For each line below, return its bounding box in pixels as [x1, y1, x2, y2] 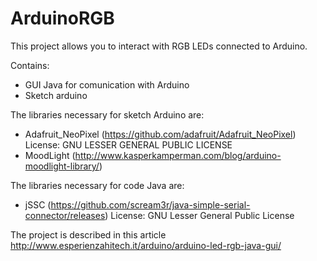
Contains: [10, 59, 50, 71]
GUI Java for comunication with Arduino [24, 78, 190, 91]
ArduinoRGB [10, 7, 115, 30]
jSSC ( [24, 198, 52, 211]
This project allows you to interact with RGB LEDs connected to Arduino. [10, 40, 308, 52]
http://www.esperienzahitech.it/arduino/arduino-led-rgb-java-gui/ [10, 239, 282, 251]
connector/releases [24, 209, 106, 221]
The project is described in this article [10, 228, 167, 241]
